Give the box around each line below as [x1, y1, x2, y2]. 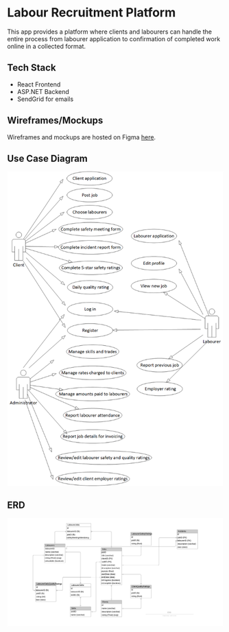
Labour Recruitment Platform [7, 5, 176, 21]
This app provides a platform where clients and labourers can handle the [7, 27, 213, 36]
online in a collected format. [7, 42, 86, 50]
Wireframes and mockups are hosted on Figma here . [7, 132, 156, 141]
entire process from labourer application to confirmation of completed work [7, 34, 221, 43]
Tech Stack [7, 62, 56, 73]
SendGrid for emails [16, 95, 74, 103]
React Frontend [16, 80, 61, 89]
